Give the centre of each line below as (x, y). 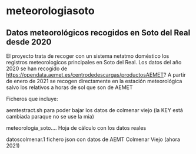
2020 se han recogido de (37, 68)
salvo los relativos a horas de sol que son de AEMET (69, 87)
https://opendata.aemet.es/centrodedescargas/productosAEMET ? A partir (96, 75)
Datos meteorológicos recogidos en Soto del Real (98, 33)
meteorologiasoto (51, 11)
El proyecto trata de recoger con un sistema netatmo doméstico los (88, 56)
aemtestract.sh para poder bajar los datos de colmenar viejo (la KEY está (95, 110)
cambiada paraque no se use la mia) (50, 117)
